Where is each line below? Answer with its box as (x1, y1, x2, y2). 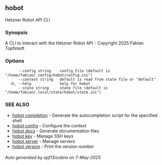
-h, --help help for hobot (9, 82, 91, 86)
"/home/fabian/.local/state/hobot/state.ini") (5, 90, 101, 95)
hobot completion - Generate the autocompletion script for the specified (12, 112, 158, 118)
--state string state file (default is (18, 85, 108, 91)
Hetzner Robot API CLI (5, 17, 50, 22)
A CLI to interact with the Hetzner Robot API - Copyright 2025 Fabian (5, 40, 144, 46)
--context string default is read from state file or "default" (18, 77, 156, 82)
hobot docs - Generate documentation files (12, 128, 99, 134)
